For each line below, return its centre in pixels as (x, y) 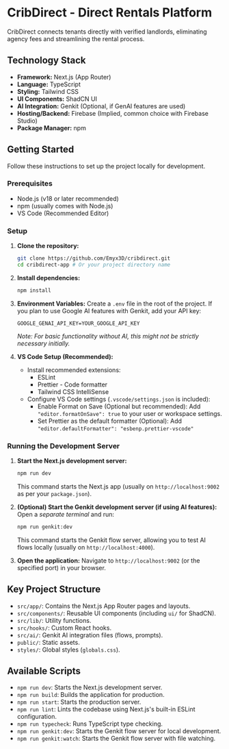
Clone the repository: (48, 246)
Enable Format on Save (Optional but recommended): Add (119, 406)
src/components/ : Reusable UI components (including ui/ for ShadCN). (117, 613)
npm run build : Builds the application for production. (91, 695)
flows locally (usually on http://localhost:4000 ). (86, 547)
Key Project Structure (54, 590)
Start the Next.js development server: (72, 461)
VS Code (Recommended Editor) (63, 213)
